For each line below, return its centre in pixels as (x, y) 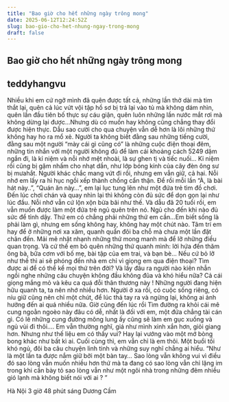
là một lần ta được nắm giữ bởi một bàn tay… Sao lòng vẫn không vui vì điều (114, 356)
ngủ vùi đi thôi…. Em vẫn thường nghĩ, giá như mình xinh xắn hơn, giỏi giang (114, 326)
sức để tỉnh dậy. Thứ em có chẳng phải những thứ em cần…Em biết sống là (113, 217)
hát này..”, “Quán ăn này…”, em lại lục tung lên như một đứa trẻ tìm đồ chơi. (112, 188)
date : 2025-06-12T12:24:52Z (47, 20)
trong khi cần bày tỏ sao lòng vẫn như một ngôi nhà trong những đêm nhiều (114, 370)
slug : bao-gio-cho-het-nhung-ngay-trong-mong (73, 26)
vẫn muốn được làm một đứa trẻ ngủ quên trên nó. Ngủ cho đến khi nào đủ (112, 210)
